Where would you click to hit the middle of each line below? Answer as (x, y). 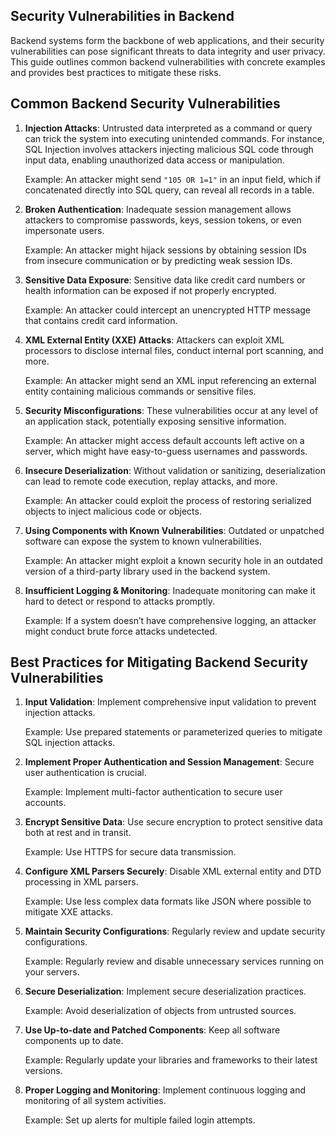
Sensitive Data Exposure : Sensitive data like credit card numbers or (165, 280)
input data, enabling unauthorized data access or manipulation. (154, 160)
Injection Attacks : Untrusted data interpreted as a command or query (168, 128)
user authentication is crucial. (85, 773)
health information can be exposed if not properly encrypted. (150, 290)
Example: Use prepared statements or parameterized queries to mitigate (173, 732)
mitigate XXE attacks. (68, 912)
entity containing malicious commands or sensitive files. (140, 391)
